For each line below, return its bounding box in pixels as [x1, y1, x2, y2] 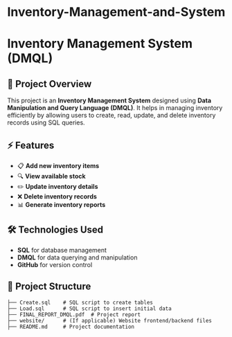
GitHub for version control [17, 260, 93, 268]
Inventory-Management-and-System [7, 4, 226, 20]
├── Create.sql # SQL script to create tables [7, 299, 154, 306]
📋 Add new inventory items [17, 162, 100, 170]
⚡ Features [7, 139, 55, 151]
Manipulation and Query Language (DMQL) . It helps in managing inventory [7, 104, 223, 112]
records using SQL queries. [7, 118, 85, 127]
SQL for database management [17, 246, 107, 254]
